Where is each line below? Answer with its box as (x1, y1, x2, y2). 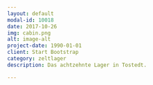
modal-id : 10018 (7, 17, 54, 23)
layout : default (7, 10, 54, 17)
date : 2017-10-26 (7, 23, 57, 30)
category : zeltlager (7, 55, 67, 62)
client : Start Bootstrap (7, 49, 79, 56)
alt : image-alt (7, 36, 51, 43)
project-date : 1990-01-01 (7, 42, 82, 49)
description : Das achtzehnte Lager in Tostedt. (7, 62, 147, 68)
